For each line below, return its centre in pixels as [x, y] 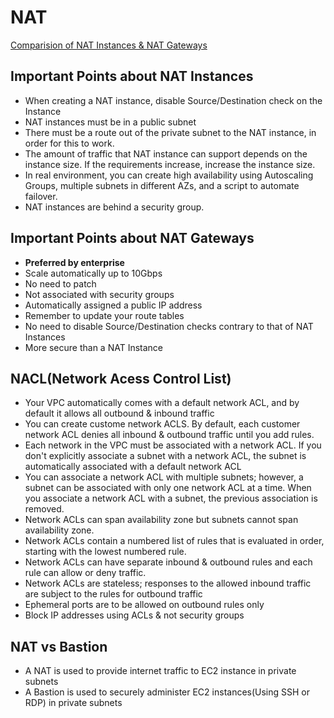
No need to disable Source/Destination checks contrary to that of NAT [169, 326]
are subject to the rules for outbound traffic [113, 594]
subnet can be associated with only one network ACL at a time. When [168, 488]
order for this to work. [69, 143]
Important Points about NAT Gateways [132, 238]
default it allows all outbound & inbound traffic [119, 413]
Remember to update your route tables [104, 315]
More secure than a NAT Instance [94, 347]
